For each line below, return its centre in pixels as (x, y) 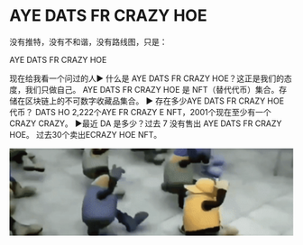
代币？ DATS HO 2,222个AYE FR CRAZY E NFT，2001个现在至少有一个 (141, 112)
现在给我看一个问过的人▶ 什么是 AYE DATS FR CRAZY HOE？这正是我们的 (147, 78)
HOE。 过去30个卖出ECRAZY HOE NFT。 (86, 134)
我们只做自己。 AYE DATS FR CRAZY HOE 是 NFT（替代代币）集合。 (152, 89)
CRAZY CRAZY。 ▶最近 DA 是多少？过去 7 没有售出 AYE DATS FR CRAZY (146, 123)
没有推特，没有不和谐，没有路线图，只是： (88, 41)
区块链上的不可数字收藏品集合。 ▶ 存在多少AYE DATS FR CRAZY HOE (155, 101)
